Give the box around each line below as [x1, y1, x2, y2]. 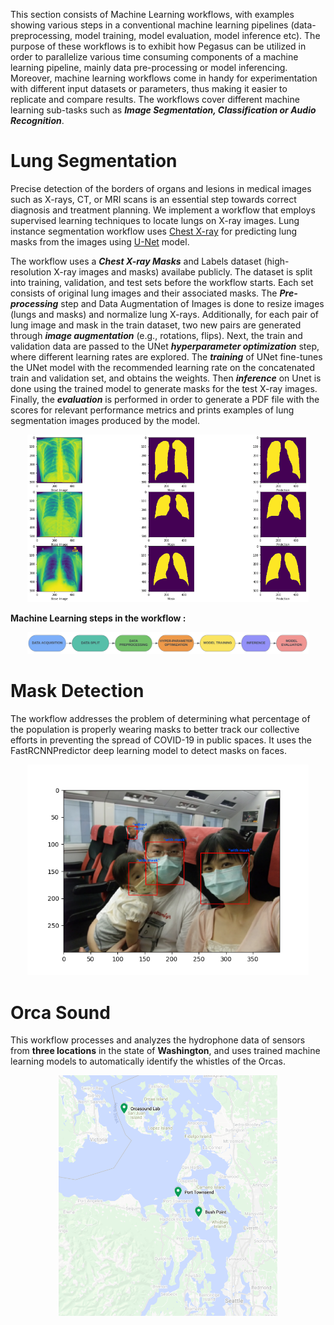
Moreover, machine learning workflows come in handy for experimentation [10, 72, 318, 84]
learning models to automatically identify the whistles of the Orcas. [10, 1055, 287, 1068]
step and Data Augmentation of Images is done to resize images [60, 297, 325, 309]
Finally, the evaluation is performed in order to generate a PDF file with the [10, 393, 320, 405]
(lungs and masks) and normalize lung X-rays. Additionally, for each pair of [10, 308, 319, 320]
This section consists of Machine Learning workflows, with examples [10, 9, 295, 20]
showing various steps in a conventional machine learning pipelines [10, 19, 289, 31]
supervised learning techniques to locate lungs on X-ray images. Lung [10, 214, 300, 226]
